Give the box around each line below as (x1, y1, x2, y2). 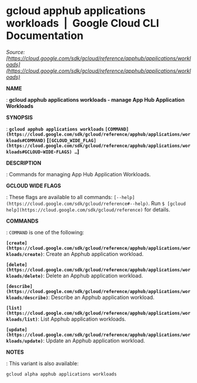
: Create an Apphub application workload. (43, 250, 144, 257)
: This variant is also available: (6, 360, 79, 367)
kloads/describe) (6, 295, 49, 301)
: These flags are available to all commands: (6, 193, 113, 200)
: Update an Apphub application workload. (43, 337, 145, 344)
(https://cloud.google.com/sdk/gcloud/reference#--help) (6, 201, 149, 207)
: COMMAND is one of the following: (6, 229, 84, 236)
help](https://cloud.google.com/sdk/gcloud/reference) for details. (6, 206, 171, 213)
